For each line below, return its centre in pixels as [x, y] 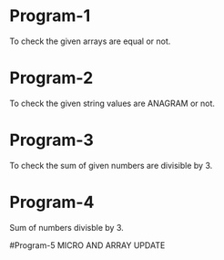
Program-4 [52, 203]
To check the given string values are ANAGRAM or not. [112, 103]
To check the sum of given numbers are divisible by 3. [111, 165]
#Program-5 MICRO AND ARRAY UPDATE [87, 245]
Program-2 [51, 78]
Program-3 [51, 140]
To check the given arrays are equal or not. [90, 41]
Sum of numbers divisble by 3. [67, 227]
